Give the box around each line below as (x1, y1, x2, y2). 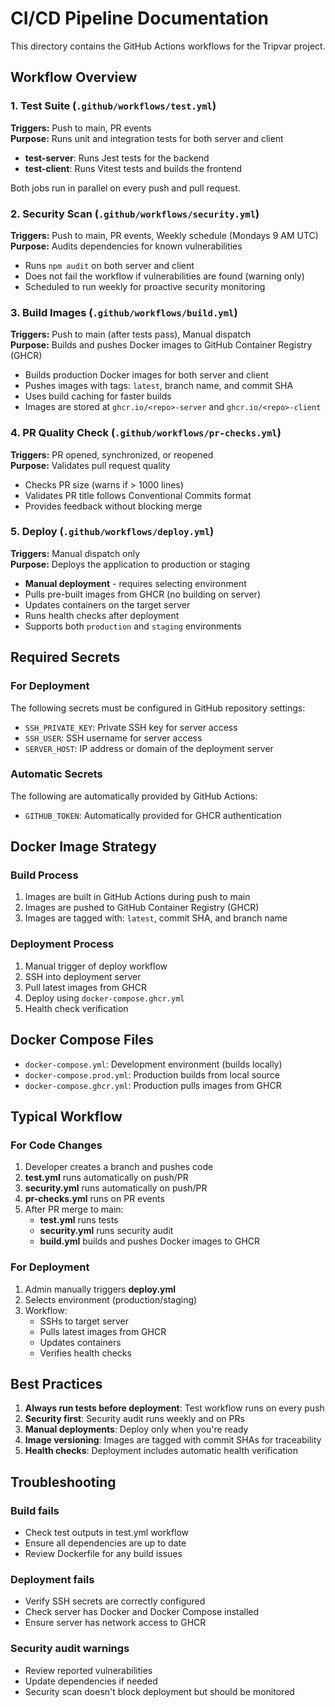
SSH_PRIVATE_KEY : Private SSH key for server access (24, 721, 238, 733)
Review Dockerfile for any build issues (24, 1548, 183, 1560)
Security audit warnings (10, 1642, 130, 1656)
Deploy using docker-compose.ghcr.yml (24, 992, 185, 1004)
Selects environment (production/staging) (24, 1293, 198, 1306)
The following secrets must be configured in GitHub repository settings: (10, 702, 306, 714)
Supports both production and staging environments (24, 620, 242, 632)
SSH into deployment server (24, 970, 142, 982)
